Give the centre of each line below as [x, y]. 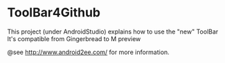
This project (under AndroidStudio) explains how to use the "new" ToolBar [113, 32]
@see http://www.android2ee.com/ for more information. [88, 52]
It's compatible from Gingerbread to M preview [74, 38]
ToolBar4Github [54, 13]
